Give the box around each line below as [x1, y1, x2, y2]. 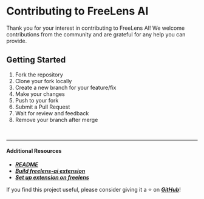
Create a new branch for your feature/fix [15, 84, 117, 91]
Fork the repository [15, 71, 64, 78]
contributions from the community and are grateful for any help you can [6, 30, 186, 38]
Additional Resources [6, 147, 62, 155]
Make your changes [15, 90, 65, 98]
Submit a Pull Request [15, 103, 70, 110]
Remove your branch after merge [15, 116, 98, 123]
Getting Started [6, 55, 66, 65]
